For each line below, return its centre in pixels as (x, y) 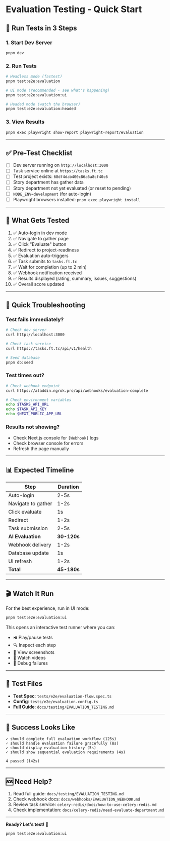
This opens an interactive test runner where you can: (61, 627)
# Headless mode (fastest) (34, 77)
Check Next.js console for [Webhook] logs (56, 438)
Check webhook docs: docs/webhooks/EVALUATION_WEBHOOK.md (76, 799)
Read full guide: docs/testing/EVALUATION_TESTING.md (68, 794)
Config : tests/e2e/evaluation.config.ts (55, 701)
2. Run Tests (21, 66)
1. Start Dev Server (29, 43)
